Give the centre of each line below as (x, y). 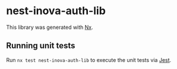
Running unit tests (41, 46)
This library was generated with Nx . (50, 27)
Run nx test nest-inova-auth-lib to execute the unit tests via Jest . (89, 60)
